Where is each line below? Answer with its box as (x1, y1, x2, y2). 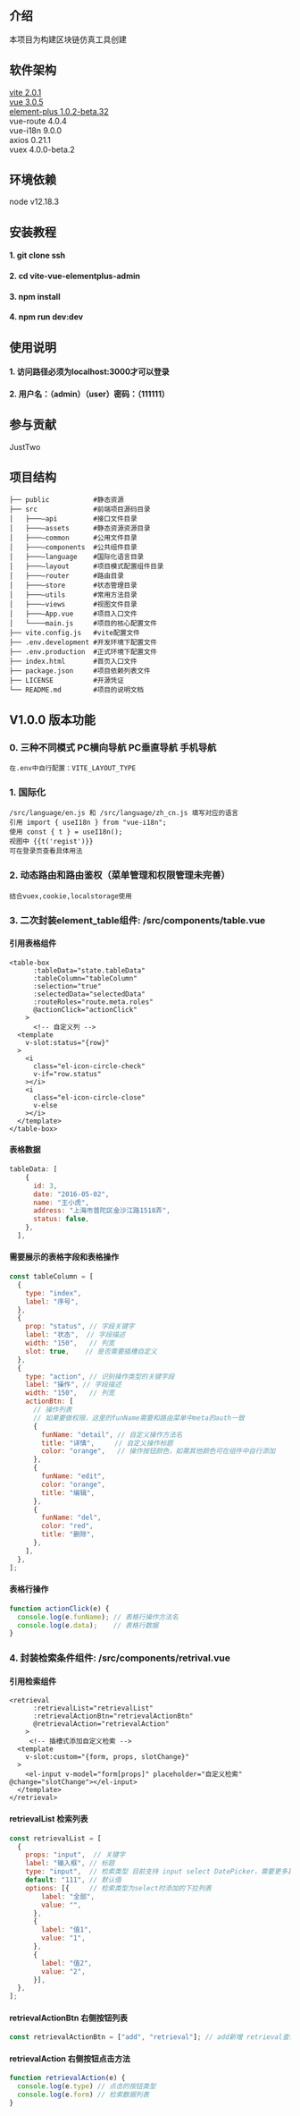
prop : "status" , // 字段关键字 (25, 1322, 136, 1331)
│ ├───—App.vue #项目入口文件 (9, 609, 137, 619)
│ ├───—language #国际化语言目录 (9, 553, 145, 562)
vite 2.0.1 (9, 87, 42, 98)
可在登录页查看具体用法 (9, 846, 83, 856)
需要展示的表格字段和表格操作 (9, 1252, 119, 1262)
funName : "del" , (41, 1513, 102, 1523)
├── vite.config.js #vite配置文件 (9, 629, 140, 638)
